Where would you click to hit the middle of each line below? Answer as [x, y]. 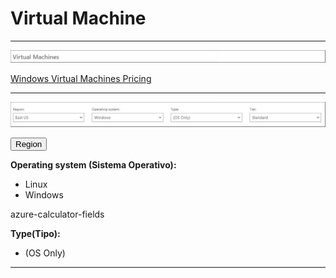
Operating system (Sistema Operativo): [93, 164]
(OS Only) [45, 253]
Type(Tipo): [35, 233]
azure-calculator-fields [57, 214]
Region [29, 143]
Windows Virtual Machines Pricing [81, 79]
